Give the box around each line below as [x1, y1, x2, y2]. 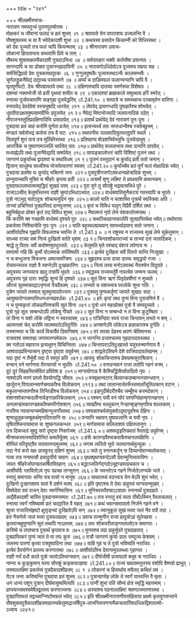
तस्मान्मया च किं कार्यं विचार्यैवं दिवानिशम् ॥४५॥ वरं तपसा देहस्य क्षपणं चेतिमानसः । [6, 328, 157, 335]
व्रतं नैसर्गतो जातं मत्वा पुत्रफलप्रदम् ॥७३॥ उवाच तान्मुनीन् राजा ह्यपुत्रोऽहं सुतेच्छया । [6, 513, 157, 520]
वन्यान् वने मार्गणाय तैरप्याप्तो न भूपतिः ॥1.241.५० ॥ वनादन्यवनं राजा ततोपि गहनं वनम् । [6, 361, 168, 368]
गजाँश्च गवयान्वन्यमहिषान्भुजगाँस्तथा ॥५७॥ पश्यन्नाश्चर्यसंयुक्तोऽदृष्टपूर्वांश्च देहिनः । [6, 407, 156, 414]
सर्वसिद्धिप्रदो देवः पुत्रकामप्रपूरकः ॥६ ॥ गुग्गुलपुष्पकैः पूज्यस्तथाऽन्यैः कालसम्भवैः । [6, 70, 150, 77]
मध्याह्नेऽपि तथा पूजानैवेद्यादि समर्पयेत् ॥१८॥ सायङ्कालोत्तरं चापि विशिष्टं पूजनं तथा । [6, 149, 160, 156]
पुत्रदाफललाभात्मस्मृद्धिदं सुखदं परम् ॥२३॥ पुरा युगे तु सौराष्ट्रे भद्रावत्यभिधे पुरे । [6, 182, 147, 189]
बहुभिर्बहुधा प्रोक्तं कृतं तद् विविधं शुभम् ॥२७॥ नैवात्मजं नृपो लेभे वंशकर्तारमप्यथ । [6, 209, 151, 215]
